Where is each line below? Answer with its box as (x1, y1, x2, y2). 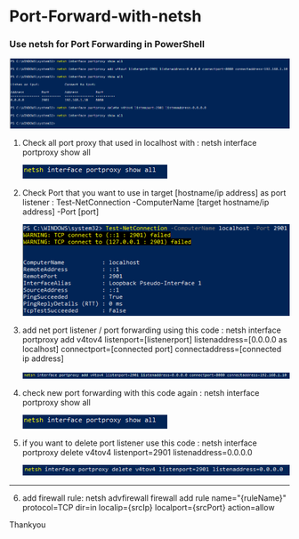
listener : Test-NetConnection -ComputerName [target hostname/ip (21, 197, 270, 208)
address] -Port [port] (21, 206, 100, 217)
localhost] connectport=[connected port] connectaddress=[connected (21, 344, 282, 355)
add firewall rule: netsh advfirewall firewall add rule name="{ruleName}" (21, 493, 287, 503)
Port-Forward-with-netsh (9, 6, 202, 27)
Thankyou (9, 519, 46, 530)
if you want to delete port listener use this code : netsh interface (21, 438, 258, 448)
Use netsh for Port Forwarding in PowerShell (9, 38, 205, 51)
